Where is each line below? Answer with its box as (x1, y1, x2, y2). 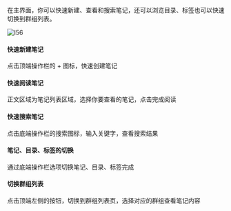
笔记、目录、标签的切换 (7, 146, 74, 154)
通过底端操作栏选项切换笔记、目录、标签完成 (7, 163, 134, 171)
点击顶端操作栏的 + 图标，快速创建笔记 (7, 61, 118, 70)
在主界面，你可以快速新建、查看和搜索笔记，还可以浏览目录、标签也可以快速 (7, 6, 225, 14)
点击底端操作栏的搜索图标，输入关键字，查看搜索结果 (7, 129, 159, 137)
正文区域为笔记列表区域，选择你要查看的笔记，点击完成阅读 (7, 95, 177, 103)
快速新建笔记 (7, 45, 43, 53)
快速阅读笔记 (7, 79, 43, 87)
